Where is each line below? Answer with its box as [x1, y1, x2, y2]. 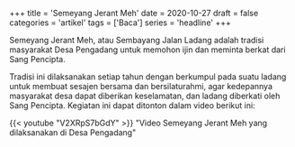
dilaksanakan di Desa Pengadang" [9, 127, 137, 138]
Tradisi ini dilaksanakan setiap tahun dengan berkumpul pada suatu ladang [9, 71, 287, 82]
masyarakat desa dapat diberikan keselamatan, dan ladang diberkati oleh [9, 90, 281, 101]
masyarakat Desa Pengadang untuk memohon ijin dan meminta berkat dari [9, 44, 286, 55]
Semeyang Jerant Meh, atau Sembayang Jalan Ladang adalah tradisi [9, 35, 264, 45]
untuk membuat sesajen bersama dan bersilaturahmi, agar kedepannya [9, 81, 273, 91]
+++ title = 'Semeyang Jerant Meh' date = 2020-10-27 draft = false [9, 8, 259, 18]
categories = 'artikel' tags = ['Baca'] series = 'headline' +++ [9, 17, 232, 28]
